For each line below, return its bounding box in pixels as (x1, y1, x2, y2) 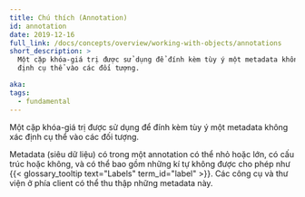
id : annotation (9, 22, 67, 31)
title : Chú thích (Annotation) (9, 13, 128, 23)
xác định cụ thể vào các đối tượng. (9, 131, 139, 142)
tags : (9, 88, 30, 98)
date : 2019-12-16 (9, 30, 75, 39)
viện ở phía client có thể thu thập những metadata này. (9, 177, 213, 188)
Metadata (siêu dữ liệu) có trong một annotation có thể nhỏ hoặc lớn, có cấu (9, 148, 295, 159)
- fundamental (17, 97, 71, 106)
